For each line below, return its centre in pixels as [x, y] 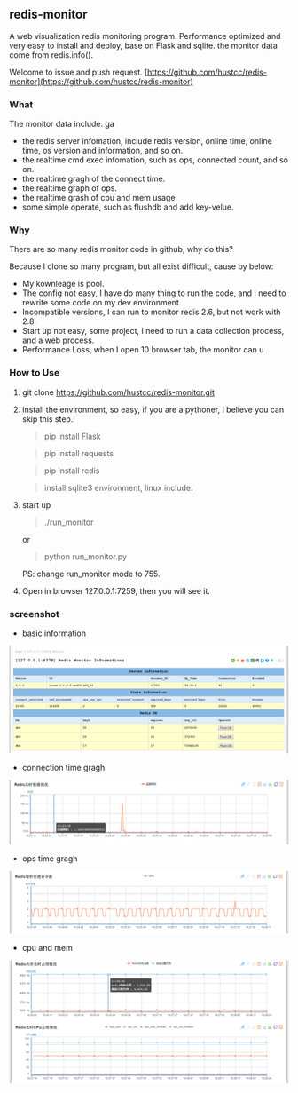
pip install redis [72, 471]
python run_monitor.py [85, 556]
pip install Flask [72, 436]
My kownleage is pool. [63, 284]
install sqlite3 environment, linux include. [118, 487]
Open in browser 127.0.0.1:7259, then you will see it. [116, 590]
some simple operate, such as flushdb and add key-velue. [128, 207]
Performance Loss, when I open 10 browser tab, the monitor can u [143, 350]
